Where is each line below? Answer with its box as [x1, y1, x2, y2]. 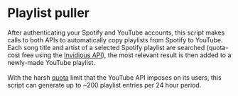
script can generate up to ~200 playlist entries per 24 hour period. [7, 80, 202, 89]
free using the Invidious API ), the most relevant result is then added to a [21, 51, 232, 59]
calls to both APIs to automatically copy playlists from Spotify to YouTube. [7, 35, 223, 44]
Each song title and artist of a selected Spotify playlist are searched [7, 43, 205, 52]
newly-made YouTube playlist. [7, 58, 96, 66]
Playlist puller [7, 5, 90, 21]
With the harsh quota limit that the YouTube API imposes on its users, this [7, 73, 222, 82]
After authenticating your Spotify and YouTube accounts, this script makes [7, 28, 225, 37]
